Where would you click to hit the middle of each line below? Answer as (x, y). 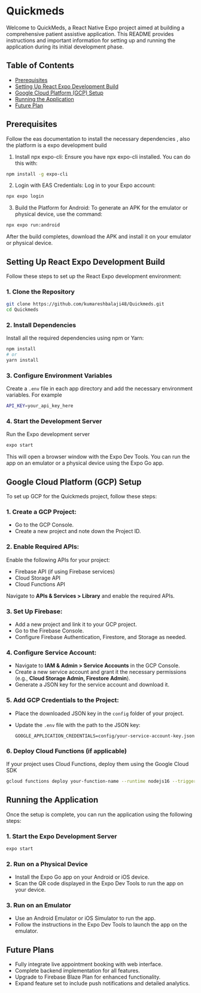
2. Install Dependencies (41, 325)
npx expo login (25, 196)
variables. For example (34, 395)
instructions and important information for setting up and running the (91, 40)
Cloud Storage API (38, 578)
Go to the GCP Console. (44, 525)
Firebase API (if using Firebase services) (65, 571)
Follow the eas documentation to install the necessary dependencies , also (98, 138)
